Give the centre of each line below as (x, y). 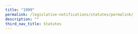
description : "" (22, 19)
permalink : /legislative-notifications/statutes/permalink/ (70, 14)
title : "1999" (20, 10)
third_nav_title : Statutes (33, 24)
